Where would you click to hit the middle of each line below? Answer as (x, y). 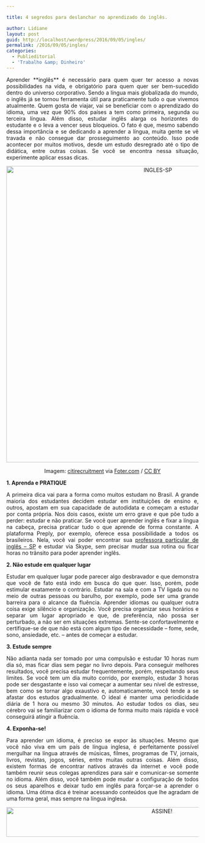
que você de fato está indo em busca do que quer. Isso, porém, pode (103, 583)
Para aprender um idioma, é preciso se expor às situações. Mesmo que (103, 740)
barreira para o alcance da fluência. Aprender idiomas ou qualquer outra (103, 602)
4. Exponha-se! (26, 728)
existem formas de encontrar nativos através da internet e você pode (103, 766)
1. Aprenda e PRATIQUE (37, 483)
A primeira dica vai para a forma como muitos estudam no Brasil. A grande (103, 494)
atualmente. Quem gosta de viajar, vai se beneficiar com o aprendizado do (103, 105)
